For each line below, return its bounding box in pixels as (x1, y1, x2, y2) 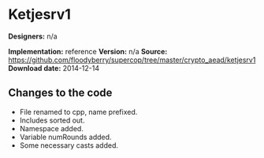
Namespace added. (19, 123, 84, 133)
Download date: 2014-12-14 (8, 63, 100, 72)
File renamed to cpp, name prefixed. (19, 107, 138, 116)
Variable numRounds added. (19, 132, 112, 141)
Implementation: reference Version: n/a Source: (8, 46, 168, 56)
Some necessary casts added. (19, 140, 118, 150)
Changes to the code (8, 86, 113, 100)
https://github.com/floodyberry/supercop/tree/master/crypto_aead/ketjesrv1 (8, 55, 256, 64)
